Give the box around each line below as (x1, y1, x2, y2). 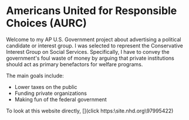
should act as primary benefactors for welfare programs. (6, 60, 143, 68)
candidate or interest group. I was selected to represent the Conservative (6, 42, 183, 49)
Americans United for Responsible (6, 4, 177, 18)
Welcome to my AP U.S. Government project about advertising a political (6, 36, 181, 43)
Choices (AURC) (6, 16, 87, 30)
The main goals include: (6, 72, 64, 79)
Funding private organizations (14, 90, 87, 97)
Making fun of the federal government (14, 95, 107, 103)
